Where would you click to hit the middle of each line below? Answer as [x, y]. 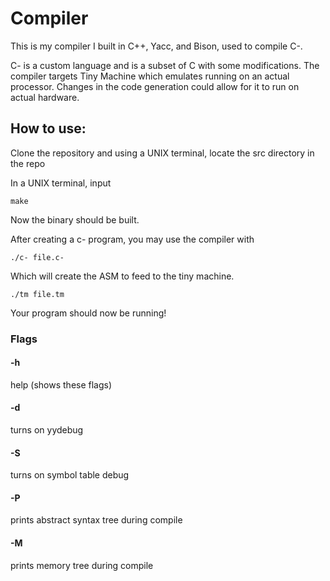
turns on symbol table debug [70, 475]
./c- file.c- [37, 257]
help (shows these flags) [61, 384]
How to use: [48, 128]
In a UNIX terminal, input [61, 183]
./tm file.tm [37, 294]
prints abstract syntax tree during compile [96, 520]
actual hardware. [45, 97]
